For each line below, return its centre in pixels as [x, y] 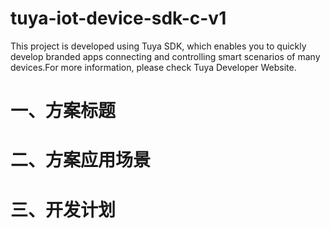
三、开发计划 [63, 209]
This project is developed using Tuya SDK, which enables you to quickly [158, 46]
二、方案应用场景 [81, 160]
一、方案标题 [63, 111]
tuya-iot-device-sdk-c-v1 [118, 18]
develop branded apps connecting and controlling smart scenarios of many [165, 56]
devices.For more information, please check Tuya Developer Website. [153, 67]
